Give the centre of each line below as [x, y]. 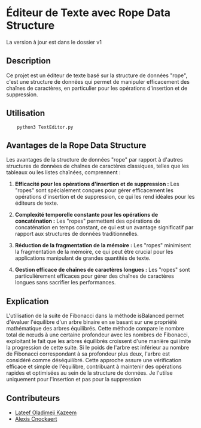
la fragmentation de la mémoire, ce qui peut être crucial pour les [94, 252]
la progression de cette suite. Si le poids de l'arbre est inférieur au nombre [98, 348]
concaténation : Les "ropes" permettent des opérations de [87, 221]
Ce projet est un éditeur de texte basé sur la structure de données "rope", [97, 75]
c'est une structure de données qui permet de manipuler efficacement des [98, 81]
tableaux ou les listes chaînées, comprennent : [63, 172]
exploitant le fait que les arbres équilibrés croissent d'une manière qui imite [99, 341]
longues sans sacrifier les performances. [65, 283]
